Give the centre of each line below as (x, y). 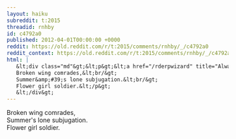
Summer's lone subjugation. (47, 120)
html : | (18, 60)
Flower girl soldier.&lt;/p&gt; (63, 86)
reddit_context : (30, 54)
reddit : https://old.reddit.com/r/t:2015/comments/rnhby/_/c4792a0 (108, 47)
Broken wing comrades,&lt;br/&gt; (67, 73)
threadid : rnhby (30, 27)
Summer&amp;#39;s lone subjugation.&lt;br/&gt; (87, 79)
